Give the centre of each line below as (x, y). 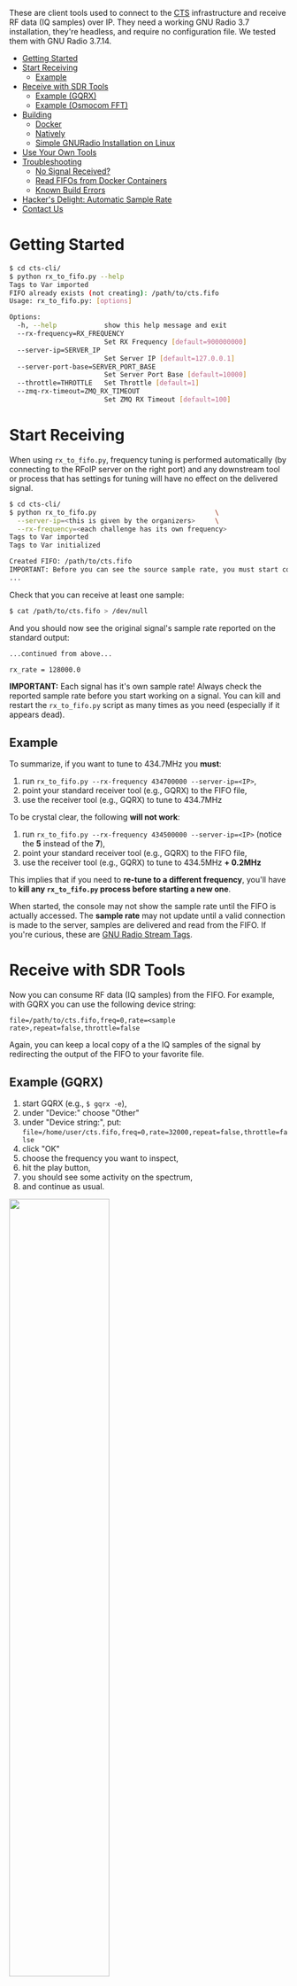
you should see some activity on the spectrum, (107, 1177)
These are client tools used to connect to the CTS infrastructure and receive (148, 13)
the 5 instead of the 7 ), (64, 844)
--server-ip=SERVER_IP (59, 350)
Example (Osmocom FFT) (81, 105)
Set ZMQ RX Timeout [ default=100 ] (168, 400)
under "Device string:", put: (72, 1122)
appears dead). (37, 715)
